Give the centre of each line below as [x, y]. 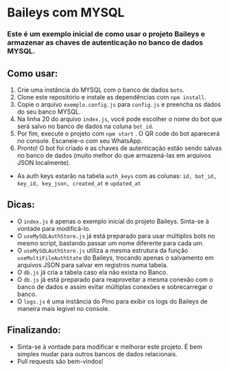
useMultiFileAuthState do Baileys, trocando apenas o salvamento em [115, 258]
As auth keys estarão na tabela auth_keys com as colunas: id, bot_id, [117, 175]
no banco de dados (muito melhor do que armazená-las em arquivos [114, 155]
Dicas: [21, 204]
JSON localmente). [44, 162]
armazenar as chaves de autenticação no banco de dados [105, 42]
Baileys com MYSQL [66, 13]
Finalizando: [34, 330]
